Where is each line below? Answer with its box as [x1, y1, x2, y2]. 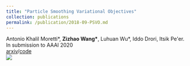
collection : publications [6, 14, 69, 20]
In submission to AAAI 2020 [6, 41, 73, 48]
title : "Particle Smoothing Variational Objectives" [6, 8, 137, 15]
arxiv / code [6, 48, 32, 55]
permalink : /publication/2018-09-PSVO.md [6, 19, 108, 25]
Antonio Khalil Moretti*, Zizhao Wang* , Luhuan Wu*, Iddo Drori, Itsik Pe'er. [6, 36, 185, 43]
